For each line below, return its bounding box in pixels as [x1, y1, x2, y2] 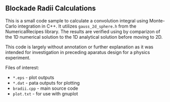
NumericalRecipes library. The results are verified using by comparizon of [5, 28, 161, 35]
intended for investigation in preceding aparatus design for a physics [5, 49, 150, 55]
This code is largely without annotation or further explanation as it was [5, 43, 154, 50]
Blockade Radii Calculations [5, 4, 96, 13]
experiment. [5, 55, 31, 61]
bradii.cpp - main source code [12, 85, 78, 91]
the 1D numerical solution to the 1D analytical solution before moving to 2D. [5, 34, 163, 40]
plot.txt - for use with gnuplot [12, 90, 78, 96]
